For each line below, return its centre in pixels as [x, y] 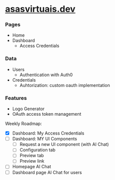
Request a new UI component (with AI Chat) [64, 144]
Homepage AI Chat [32, 167]
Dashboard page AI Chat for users [47, 172]
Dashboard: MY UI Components [45, 139]
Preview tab [32, 156]
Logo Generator [28, 109]
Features [16, 98]
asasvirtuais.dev [40, 9]
